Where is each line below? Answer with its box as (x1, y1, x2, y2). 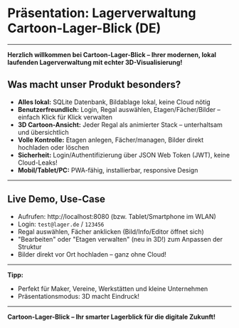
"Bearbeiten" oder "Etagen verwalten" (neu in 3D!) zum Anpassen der (17, 235, 223, 243)
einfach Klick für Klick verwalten (17, 113, 112, 121)
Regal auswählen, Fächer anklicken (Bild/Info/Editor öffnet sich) (17, 227, 204, 236)
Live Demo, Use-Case (7, 193, 105, 205)
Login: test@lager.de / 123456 (17, 220, 105, 228)
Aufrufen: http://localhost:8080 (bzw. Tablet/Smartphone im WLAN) (17, 212, 217, 220)
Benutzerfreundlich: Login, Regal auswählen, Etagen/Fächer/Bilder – (17, 105, 221, 113)
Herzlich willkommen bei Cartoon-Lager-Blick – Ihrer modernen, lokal (7, 50, 217, 58)
